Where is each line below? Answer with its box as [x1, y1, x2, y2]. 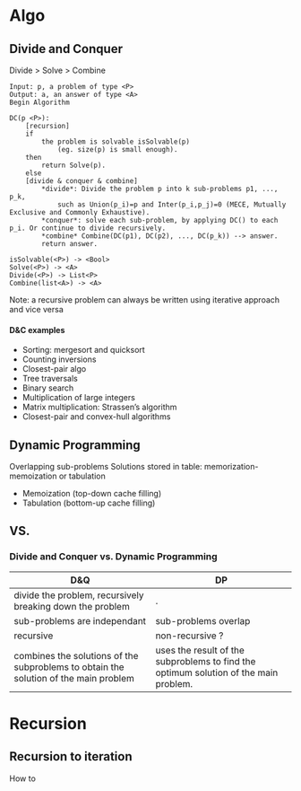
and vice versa [9, 304, 64, 314]
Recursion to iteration [9, 749, 133, 764]
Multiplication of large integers [21, 392, 136, 403]
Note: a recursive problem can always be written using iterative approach [9, 294, 280, 305]
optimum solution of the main [155, 666, 279, 679]
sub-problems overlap [155, 614, 251, 627]
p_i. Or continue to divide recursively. [9, 224, 167, 233]
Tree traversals [21, 374, 78, 384]
